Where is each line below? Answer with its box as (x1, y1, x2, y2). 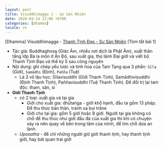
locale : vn (5, 25, 27, 30)
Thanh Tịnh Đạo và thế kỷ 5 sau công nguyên (12, 59, 104, 64)
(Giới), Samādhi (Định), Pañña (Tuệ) (12, 69, 80, 75)
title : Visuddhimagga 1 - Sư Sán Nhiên (5, 12, 86, 17)
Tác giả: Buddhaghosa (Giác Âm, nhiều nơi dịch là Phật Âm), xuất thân (12, 48, 153, 54)
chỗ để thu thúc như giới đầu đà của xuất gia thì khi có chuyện (26, 116, 152, 122)
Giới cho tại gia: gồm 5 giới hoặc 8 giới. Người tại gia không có (26, 110, 151, 116)
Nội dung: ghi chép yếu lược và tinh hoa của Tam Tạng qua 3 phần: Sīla (12, 64, 157, 70)
